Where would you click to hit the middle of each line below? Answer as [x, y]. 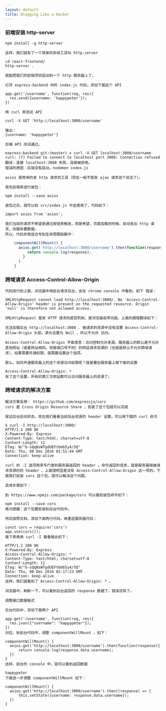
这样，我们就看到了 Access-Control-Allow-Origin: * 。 [59, 581]
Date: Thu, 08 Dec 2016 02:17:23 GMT [44, 572]
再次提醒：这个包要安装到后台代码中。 [38, 509]
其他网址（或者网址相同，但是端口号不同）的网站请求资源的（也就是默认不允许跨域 [77, 348]
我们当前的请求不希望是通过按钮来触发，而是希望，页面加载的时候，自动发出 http [77, 224]
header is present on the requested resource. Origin [93, 304]
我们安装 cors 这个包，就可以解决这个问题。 [48, 476]
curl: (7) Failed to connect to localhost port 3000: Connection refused [83, 157]
